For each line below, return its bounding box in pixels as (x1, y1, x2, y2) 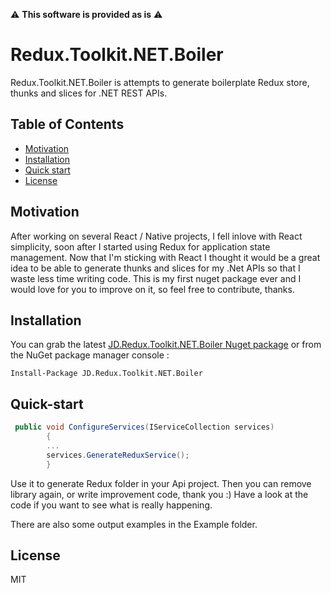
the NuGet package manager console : (10, 349, 170, 361)
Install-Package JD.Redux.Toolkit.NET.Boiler (10, 369, 203, 379)
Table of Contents (10, 116, 125, 133)
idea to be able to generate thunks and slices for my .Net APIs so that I (10, 262, 301, 274)
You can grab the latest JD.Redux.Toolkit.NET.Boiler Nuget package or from (10, 339, 322, 351)
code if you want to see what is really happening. (10, 499, 213, 511)
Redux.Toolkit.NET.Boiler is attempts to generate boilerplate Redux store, (10, 76, 310, 88)
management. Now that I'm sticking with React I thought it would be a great (10, 251, 321, 263)
